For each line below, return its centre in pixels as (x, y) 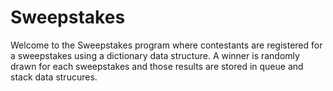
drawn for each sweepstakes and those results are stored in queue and (157, 66)
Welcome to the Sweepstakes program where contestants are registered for (166, 45)
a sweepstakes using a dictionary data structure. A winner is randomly (155, 55)
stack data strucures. (54, 77)
